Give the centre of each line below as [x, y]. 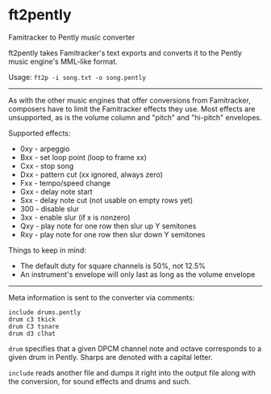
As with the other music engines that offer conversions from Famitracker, [130, 100]
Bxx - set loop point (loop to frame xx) [83, 157]
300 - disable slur [50, 208]
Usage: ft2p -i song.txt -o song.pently [77, 77]
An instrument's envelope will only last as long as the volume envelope [138, 274]
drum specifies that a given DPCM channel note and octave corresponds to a [135, 348]
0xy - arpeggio [45, 149]
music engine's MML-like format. [63, 61]
